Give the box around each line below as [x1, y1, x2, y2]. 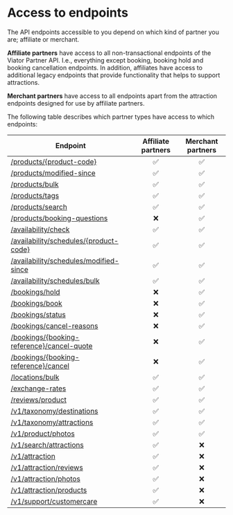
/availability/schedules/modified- [10, 256, 119, 265]
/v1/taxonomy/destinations [10, 406, 98, 416]
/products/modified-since [10, 168, 96, 178]
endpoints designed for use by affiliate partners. [7, 99, 145, 107]
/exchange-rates [10, 384, 67, 393]
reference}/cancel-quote [10, 341, 93, 350]
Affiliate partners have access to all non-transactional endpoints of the [7, 49, 212, 57]
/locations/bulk [10, 372, 60, 382]
